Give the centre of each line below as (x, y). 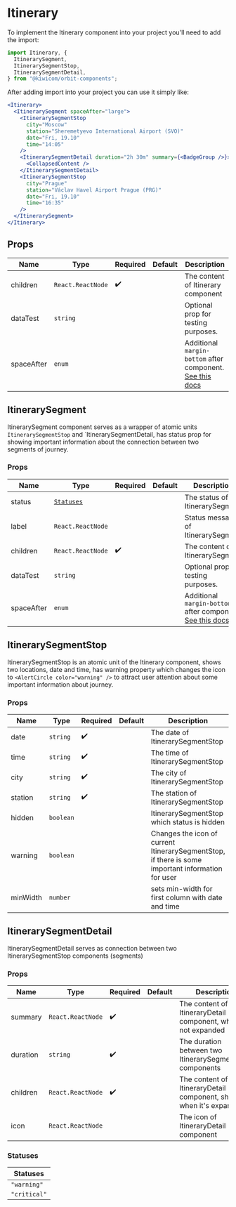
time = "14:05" (45, 144)
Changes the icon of (184, 833)
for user (164, 877)
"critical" (29, 1194)
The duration (200, 1042)
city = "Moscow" (47, 124)
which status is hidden (188, 822)
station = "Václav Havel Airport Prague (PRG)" (93, 190)
